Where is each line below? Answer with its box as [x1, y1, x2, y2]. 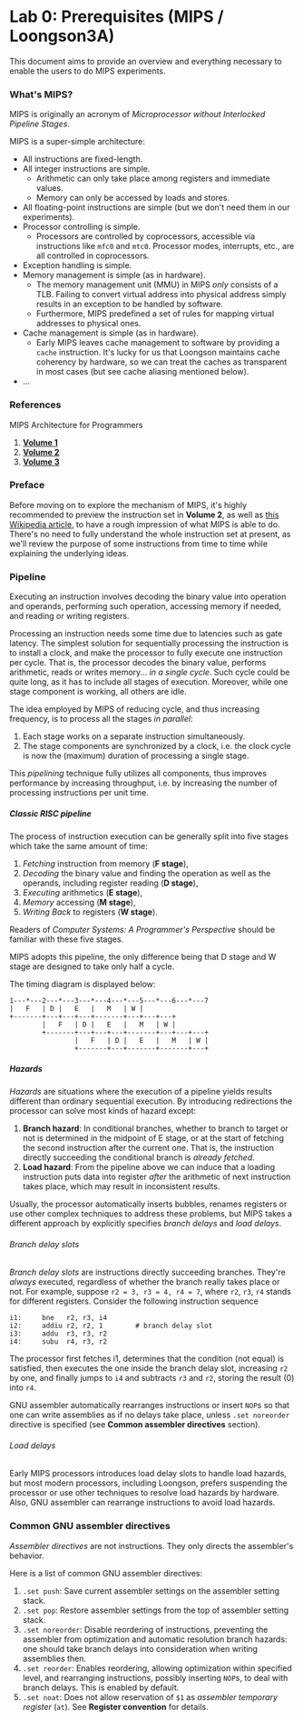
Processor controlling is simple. [22, 221, 141, 233]
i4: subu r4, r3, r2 [9, 1337, 107, 1346]
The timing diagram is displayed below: [9, 979, 156, 990]
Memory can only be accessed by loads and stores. [35, 193, 230, 204]
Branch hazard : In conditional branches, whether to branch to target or [22, 1123, 288, 1134]
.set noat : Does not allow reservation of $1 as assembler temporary [22, 1691, 279, 1702]
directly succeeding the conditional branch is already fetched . [22, 1152, 256, 1163]
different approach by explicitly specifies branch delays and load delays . [9, 1218, 282, 1229]
